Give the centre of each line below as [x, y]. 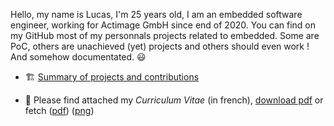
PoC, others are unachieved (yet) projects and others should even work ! [160, 46]
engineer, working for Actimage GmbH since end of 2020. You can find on [163, 25]
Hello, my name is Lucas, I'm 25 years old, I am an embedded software [156, 14]
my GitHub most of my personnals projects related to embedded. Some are [165, 35]
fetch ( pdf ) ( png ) [59, 110]
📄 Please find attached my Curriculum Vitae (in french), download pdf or [174, 100]
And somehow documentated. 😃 [78, 57]
